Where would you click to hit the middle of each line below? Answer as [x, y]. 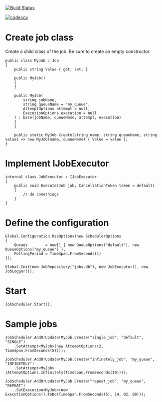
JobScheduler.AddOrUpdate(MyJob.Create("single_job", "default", [74, 337]
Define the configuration [57, 223]
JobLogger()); [20, 271]
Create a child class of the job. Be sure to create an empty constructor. [78, 51]
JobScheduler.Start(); [29, 304]
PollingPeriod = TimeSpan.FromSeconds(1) [58, 253]
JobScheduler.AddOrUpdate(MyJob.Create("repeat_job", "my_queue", [76, 381]
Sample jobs [31, 324]
